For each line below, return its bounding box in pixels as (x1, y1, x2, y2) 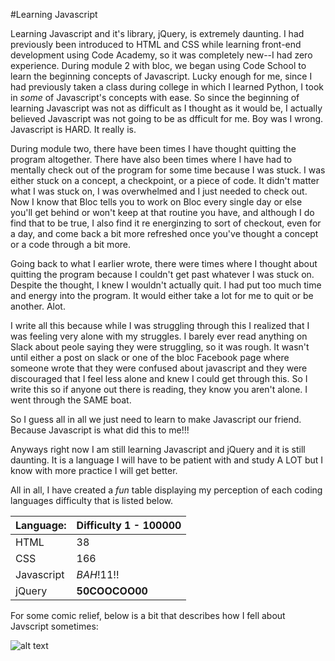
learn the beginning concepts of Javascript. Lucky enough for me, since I (10, 70, 313, 82)
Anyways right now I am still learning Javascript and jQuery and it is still (10, 444, 306, 455)
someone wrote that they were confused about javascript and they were (10, 362, 308, 374)
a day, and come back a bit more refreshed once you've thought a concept (10, 228, 319, 239)
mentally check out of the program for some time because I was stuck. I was (10, 164, 326, 176)
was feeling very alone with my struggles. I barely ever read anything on (10, 330, 308, 342)
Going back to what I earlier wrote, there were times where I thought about (10, 258, 318, 269)
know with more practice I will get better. (10, 465, 178, 476)
